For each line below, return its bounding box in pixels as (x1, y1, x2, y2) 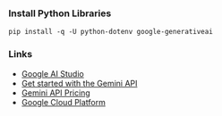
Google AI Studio (21, 68, 84, 79)
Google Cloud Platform (21, 96, 107, 107)
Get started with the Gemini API (21, 78, 138, 88)
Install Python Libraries (8, 7, 112, 20)
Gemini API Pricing (21, 87, 90, 98)
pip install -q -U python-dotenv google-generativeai (8, 28, 214, 37)
